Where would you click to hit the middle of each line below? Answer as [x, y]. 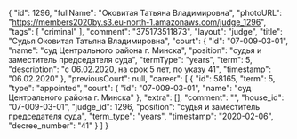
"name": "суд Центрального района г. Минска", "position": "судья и [135, 50]
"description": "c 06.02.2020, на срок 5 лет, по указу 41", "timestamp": [140, 69]
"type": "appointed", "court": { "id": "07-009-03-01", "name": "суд [130, 88]
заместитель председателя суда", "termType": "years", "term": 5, [130, 60]
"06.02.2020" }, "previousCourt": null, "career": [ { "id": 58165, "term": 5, [142, 78]
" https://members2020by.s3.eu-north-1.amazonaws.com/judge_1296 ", [137, 22]
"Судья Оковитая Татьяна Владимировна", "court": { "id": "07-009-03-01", [148, 41]
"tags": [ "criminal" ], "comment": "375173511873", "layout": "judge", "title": [145, 31]
